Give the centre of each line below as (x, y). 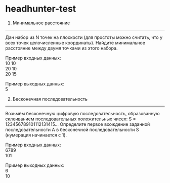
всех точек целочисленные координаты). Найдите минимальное (75, 42)
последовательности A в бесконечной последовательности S (72, 129)
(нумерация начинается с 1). (36, 135)
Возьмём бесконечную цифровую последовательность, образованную (82, 113)
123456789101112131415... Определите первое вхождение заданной (78, 124)
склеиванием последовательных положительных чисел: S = (71, 119)
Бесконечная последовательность (50, 99)
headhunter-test (41, 9)
